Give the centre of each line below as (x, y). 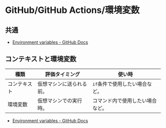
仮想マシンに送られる (62, 84)
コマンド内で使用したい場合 (124, 101)
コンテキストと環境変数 (41, 59)
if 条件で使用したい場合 (120, 84)
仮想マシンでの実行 (60, 101)
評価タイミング (62, 74)
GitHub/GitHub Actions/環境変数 (72, 10)
